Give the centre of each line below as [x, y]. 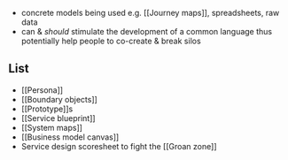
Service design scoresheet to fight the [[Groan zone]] [119, 146]
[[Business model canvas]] [70, 137]
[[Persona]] [42, 90]
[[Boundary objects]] [59, 99]
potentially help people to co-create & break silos [111, 41]
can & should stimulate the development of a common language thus [146, 31]
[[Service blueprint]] [58, 118]
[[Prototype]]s [47, 109]
